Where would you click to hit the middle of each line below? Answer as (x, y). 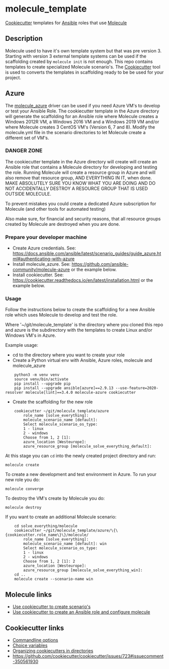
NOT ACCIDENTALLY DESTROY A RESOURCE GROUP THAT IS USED (77, 188)
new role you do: (23, 480)
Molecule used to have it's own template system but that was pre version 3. (83, 50)
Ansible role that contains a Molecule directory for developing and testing (81, 167)
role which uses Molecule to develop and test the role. (61, 315)
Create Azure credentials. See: (44, 248)
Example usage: (22, 345)
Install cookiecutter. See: (38, 275)
